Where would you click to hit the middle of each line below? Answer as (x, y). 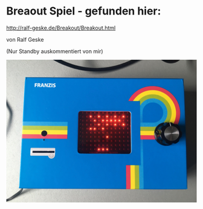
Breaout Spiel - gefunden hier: (84, 11)
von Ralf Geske (25, 39)
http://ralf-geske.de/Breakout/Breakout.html (61, 28)
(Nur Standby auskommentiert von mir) (55, 51)
